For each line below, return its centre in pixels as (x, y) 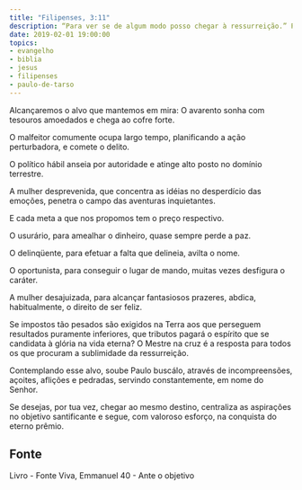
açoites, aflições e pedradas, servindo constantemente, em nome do (137, 379)
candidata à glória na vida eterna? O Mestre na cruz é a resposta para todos (151, 343)
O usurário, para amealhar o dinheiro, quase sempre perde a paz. (130, 236)
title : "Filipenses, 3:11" (60, 18)
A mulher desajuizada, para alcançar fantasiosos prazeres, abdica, (133, 297)
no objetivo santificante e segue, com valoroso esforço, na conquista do (143, 416)
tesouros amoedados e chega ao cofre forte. (92, 120)
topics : (24, 43)
